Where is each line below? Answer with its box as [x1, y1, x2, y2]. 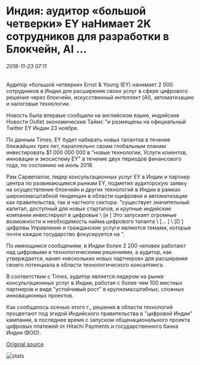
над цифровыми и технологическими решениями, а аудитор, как [6, 249, 172, 256]
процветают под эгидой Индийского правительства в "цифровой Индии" [6, 310, 193, 317]
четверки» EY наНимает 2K [6, 17, 151, 31]
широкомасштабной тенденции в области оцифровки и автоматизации [6, 192, 188, 200]
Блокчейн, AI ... [6, 43, 87, 56]
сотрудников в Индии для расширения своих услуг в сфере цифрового [6, 88, 188, 95]
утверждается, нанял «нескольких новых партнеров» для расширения [6, 255, 188, 262]
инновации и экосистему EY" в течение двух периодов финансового [6, 155, 182, 162]
